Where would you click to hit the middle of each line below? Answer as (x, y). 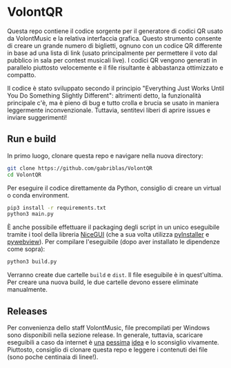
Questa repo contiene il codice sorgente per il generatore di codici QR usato (115, 31)
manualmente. (28, 290)
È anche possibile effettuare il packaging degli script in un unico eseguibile (113, 227)
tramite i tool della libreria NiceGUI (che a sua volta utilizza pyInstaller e (108, 235)
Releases (27, 311)
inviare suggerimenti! (37, 117)
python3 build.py (32, 262)
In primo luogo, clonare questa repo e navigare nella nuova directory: (105, 155)
